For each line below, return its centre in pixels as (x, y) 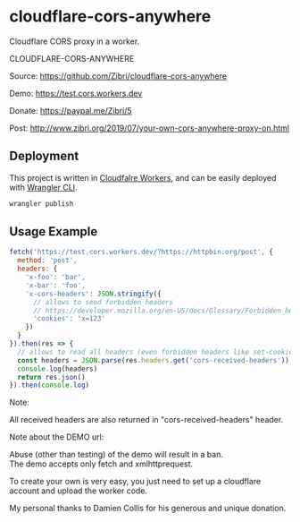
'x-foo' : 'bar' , (56, 278)
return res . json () (52, 377)
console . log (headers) (58, 369)
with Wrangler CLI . (43, 187)
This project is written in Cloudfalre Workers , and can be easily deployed (143, 177)
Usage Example (54, 231)
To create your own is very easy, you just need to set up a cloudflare (135, 482)
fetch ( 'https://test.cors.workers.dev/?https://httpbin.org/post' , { (142, 252)
